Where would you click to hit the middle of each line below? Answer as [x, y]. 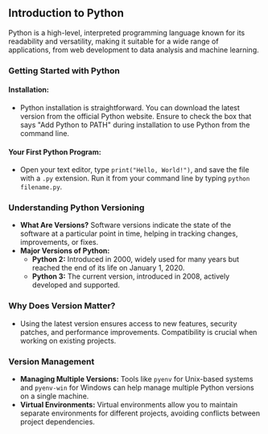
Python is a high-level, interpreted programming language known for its [127, 32]
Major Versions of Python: [65, 251]
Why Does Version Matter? [62, 306]
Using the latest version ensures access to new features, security [128, 323]
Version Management [52, 362]
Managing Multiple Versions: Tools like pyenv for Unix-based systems [136, 379]
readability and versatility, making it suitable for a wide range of [113, 41]
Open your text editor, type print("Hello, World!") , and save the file [134, 170]
